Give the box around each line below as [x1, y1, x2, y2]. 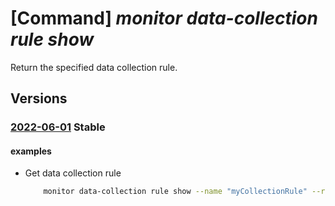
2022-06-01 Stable [10, 120, 106, 134]
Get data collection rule [24, 167, 122, 179]
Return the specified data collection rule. [10, 61, 178, 73]
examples [10, 145, 52, 157]
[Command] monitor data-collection [10, 7, 318, 30]
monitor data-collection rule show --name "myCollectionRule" [43, 187, 308, 197]
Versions [10, 90, 68, 107]
